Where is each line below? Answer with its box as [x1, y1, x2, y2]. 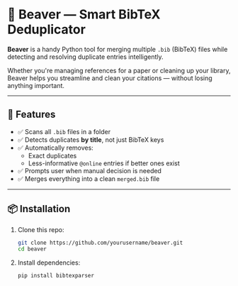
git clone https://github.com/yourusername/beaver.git [17, 239, 183, 246]
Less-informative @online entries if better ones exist [28, 159, 181, 167]
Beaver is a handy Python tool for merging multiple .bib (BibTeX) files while [7, 45, 228, 53]
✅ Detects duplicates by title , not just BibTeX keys [17, 135, 164, 144]
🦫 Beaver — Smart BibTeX [7, 6, 161, 23]
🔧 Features [7, 109, 56, 121]
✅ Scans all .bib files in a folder [17, 127, 111, 136]
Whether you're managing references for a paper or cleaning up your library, [7, 66, 232, 75]
